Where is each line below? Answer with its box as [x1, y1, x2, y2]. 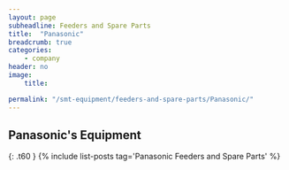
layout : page [8, 12, 57, 22]
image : [8, 71, 33, 80]
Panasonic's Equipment [8, 127, 142, 143]
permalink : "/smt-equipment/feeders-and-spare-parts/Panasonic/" [8, 95, 254, 104]
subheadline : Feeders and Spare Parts [8, 21, 151, 30]
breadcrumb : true [8, 37, 72, 47]
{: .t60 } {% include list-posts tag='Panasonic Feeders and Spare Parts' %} [8, 151, 281, 162]
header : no [8, 63, 49, 72]
